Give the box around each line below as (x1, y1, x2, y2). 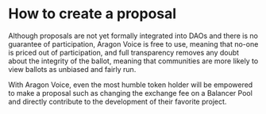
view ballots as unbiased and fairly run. (8, 64, 137, 74)
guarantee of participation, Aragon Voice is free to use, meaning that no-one (8, 39, 259, 48)
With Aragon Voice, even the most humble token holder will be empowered (8, 80, 253, 89)
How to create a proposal (8, 5, 177, 23)
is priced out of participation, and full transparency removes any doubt (8, 47, 240, 57)
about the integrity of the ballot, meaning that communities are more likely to (8, 56, 259, 66)
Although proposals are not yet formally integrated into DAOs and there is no (8, 31, 258, 40)
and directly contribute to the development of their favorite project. (8, 97, 227, 106)
